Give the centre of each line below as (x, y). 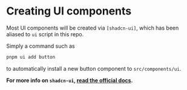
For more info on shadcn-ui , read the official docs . (70, 80)
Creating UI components (69, 11)
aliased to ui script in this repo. (45, 34)
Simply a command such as (41, 46)
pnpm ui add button (31, 57)
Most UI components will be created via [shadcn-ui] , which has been (93, 28)
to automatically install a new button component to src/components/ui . (94, 68)
